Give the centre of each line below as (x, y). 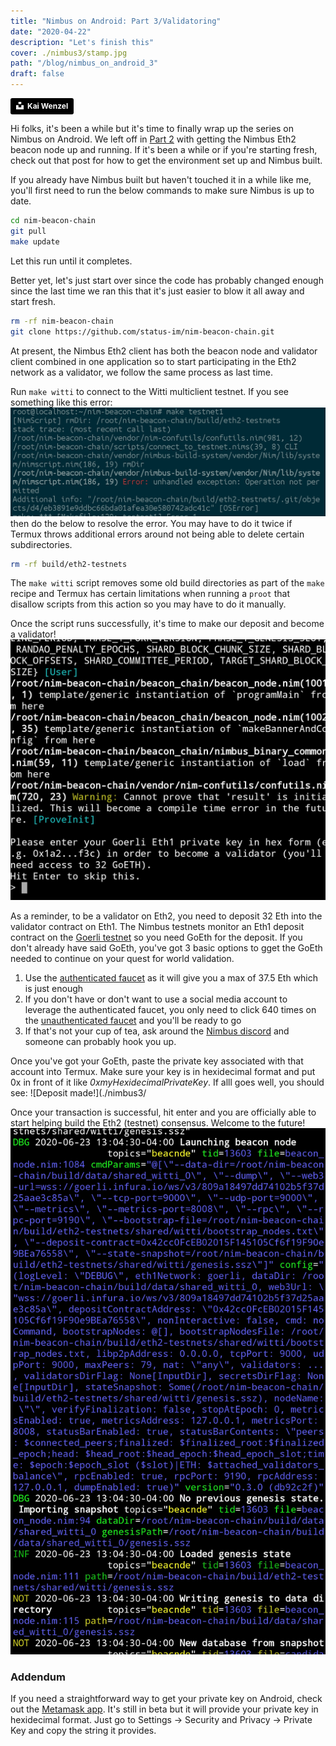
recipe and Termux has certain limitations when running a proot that (150, 594)
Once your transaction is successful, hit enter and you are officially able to (163, 1112)
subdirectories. (41, 544)
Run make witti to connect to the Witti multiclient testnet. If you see (150, 391)
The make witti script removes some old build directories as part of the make (167, 583)
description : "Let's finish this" (82, 42)
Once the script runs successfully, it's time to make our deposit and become (167, 624)
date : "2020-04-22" (51, 31)
